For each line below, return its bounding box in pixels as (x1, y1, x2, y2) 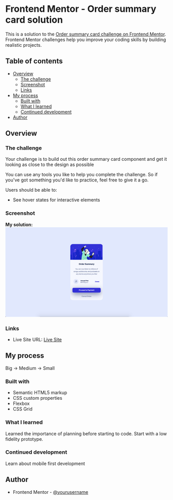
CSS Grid (12, 406, 32, 412)
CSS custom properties (12, 395, 63, 401)
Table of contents (5, 57, 63, 66)
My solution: (5, 221, 33, 228)
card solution (5, 14, 63, 26)
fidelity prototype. (5, 436, 44, 442)
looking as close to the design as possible (5, 161, 94, 168)
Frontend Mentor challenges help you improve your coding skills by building (5, 36, 166, 43)
